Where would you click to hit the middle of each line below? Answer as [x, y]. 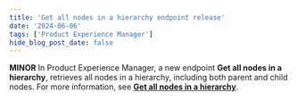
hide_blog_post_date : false [62, 42]
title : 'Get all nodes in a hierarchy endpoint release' [117, 17]
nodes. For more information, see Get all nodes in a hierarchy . [124, 87]
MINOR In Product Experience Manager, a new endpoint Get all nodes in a [146, 68]
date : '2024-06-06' [45, 26]
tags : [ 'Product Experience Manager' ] [81, 34]
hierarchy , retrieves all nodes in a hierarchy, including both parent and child [148, 78]
